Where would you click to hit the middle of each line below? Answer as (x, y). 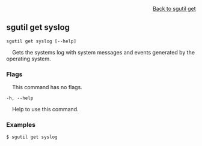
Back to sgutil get (174, 9)
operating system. (29, 59)
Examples (21, 125)
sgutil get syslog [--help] (41, 41)
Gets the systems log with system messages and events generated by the (103, 52)
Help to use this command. (45, 109)
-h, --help (20, 98)
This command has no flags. (47, 87)
